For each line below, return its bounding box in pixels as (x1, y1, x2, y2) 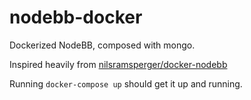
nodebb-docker (9, 6, 143, 29)
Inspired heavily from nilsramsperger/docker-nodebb (9, 58, 228, 70)
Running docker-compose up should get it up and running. (9, 77, 243, 90)
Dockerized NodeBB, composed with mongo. (9, 39, 196, 51)
